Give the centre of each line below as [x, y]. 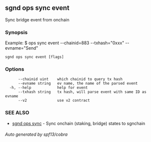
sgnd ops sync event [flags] [34, 57]
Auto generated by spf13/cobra [36, 134]
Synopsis [16, 32]
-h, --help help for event [49, 88]
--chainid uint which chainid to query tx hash [70, 79]
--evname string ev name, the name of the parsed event [78, 84]
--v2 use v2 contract [54, 101]
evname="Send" [22, 48]
